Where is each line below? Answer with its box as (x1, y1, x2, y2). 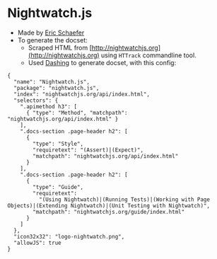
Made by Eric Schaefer (17, 28, 85, 37)
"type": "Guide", (33, 183, 83, 190)
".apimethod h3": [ (20, 103, 78, 110)
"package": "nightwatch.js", (13, 84, 100, 91)
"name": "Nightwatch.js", (13, 78, 90, 86)
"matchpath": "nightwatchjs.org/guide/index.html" (33, 208, 185, 215)
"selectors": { (13, 97, 59, 104)
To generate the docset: (17, 35, 88, 44)
